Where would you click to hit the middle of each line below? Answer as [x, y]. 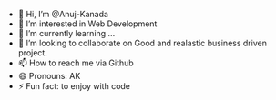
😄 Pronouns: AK [49, 76]
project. [32, 53]
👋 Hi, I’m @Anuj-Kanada [63, 14]
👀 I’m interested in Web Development [87, 24]
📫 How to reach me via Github [76, 63]
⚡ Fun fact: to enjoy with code [74, 86]
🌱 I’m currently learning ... [66, 33]
